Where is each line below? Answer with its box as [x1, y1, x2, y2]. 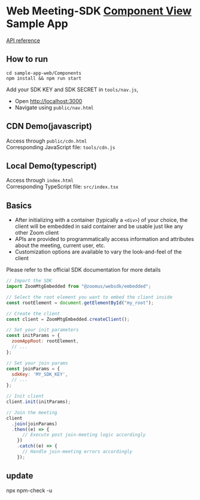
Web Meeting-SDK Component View [6, 4, 192, 18]
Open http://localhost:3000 [14, 97, 83, 104]
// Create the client [6, 311, 60, 317]
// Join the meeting [6, 409, 58, 415]
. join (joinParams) [11, 421, 58, 427]
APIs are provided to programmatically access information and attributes [14, 236, 195, 243]
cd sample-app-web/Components [6, 70, 82, 76]
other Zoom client [14, 229, 59, 236]
